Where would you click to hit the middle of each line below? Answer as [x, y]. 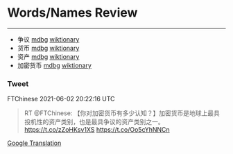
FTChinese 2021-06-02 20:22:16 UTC [61, 99]
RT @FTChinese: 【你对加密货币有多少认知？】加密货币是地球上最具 [122, 113]
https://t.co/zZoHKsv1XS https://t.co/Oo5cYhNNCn [97, 130]
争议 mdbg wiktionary [48, 39]
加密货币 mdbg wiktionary [54, 65]
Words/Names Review [72, 13]
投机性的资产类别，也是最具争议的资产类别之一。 [94, 122]
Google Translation [34, 143]
